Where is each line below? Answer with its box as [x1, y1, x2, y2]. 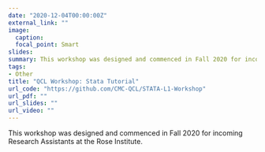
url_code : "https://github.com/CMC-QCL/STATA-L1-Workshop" [8, 84, 207, 93]
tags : [8, 63, 26, 71]
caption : [15, 33, 44, 42]
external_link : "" [8, 19, 69, 27]
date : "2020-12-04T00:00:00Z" [8, 11, 108, 20]
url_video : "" [8, 107, 55, 115]
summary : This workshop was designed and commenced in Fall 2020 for [8, 56, 242, 64]
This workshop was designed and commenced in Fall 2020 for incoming [8, 128, 243, 138]
